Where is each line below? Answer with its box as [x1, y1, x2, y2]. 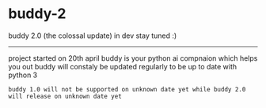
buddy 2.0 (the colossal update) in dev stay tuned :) [8, 31, 177, 40]
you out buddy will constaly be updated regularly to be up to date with [8, 61, 237, 71]
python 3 [8, 70, 38, 80]
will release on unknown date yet [8, 92, 123, 100]
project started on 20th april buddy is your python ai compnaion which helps [8, 53, 258, 63]
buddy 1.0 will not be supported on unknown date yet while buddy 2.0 [8, 85, 246, 93]
